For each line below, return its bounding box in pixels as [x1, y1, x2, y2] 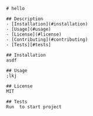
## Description [6, 16, 44, 22]
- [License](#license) [6, 31, 62, 37]
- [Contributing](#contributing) [6, 37, 88, 43]
